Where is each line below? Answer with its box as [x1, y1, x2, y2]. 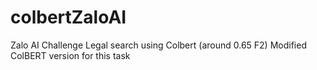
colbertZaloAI [10, 6, 127, 29]
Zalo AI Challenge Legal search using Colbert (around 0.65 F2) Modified [10, 39, 307, 51]
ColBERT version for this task [10, 49, 131, 61]
